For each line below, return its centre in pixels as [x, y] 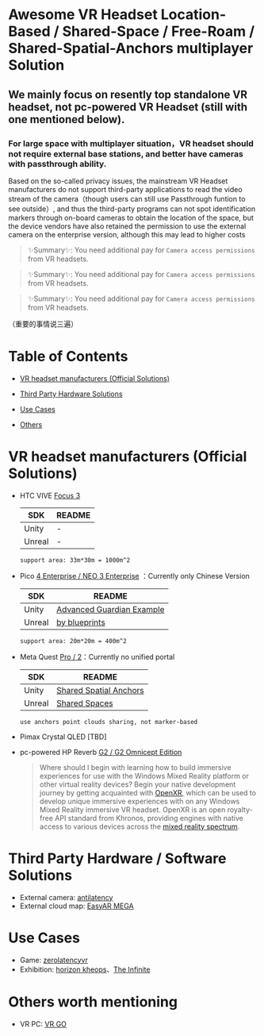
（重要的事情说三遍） [43, 324]
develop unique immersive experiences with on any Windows [140, 801]
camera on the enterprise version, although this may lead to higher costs [127, 234]
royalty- [240, 809]
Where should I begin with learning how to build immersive [135, 767]
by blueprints [81, 622]
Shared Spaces [85, 703]
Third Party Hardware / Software [117, 858]
